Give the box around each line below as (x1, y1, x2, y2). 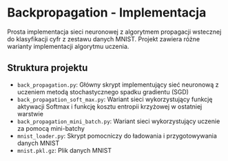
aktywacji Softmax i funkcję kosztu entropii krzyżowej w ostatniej (17, 102, 203, 111)
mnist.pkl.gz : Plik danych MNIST (17, 146, 112, 154)
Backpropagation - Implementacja (7, 5, 207, 21)
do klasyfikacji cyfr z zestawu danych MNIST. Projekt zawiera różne (7, 34, 200, 43)
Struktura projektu (7, 62, 88, 74)
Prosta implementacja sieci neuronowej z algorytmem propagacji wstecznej (7, 28, 222, 36)
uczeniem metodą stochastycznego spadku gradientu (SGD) (17, 87, 189, 96)
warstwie (17, 109, 43, 118)
